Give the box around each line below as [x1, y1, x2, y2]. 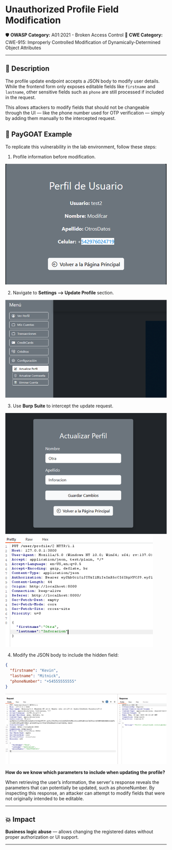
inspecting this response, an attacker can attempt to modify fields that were [5, 790, 165, 796]
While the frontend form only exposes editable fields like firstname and [5, 83, 156, 89]
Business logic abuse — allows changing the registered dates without [5, 828, 154, 835]
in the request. [5, 94, 36, 101]
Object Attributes [5, 45, 41, 51]
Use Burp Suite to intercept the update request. [12, 403, 114, 409]
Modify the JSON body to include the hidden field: [12, 652, 119, 658]
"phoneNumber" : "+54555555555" [10, 679, 77, 684]
